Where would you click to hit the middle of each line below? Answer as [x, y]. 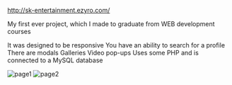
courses [19, 32]
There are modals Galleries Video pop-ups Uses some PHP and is [103, 53]
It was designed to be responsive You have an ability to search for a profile [116, 45]
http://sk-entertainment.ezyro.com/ [59, 10]
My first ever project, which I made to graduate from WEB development [111, 24]
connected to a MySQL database [55, 60]
